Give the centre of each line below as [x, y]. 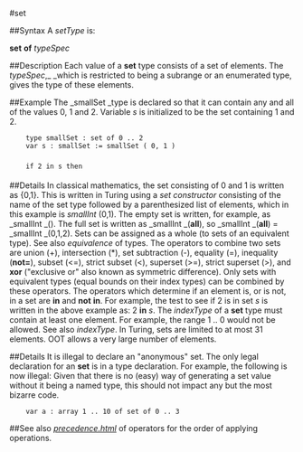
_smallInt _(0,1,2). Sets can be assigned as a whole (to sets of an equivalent [149, 233]
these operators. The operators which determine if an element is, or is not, [148, 291]
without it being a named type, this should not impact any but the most [141, 385]
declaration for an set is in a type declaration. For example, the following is [148, 366]
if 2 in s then [54, 166]
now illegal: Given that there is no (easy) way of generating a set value [140, 376]
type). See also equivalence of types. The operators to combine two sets [145, 243]
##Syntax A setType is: [52, 30]
